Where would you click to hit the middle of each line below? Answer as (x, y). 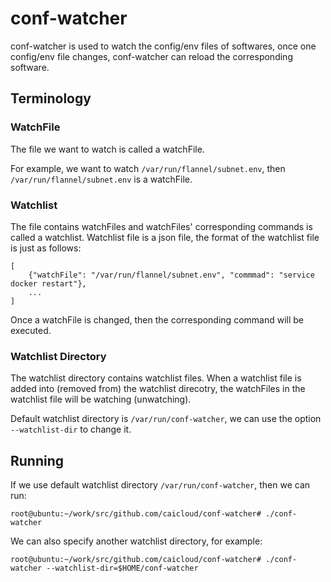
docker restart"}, (48, 283)
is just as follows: (46, 248)
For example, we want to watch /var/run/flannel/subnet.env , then (148, 168)
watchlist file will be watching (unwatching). (101, 399)
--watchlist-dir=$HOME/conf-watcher (122, 568)
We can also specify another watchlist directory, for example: (136, 541)
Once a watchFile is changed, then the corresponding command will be (157, 319)
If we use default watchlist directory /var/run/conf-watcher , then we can (160, 485)
